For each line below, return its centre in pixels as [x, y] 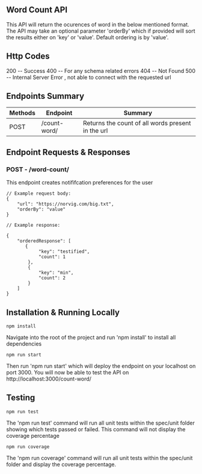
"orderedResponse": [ [44, 241]
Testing [21, 398]
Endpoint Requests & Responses [68, 152]
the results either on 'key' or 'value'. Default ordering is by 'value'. [87, 37]
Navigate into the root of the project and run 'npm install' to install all [91, 337]
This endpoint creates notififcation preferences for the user [80, 183]
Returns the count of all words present [137, 123]
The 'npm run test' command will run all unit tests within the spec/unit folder [101, 423]
